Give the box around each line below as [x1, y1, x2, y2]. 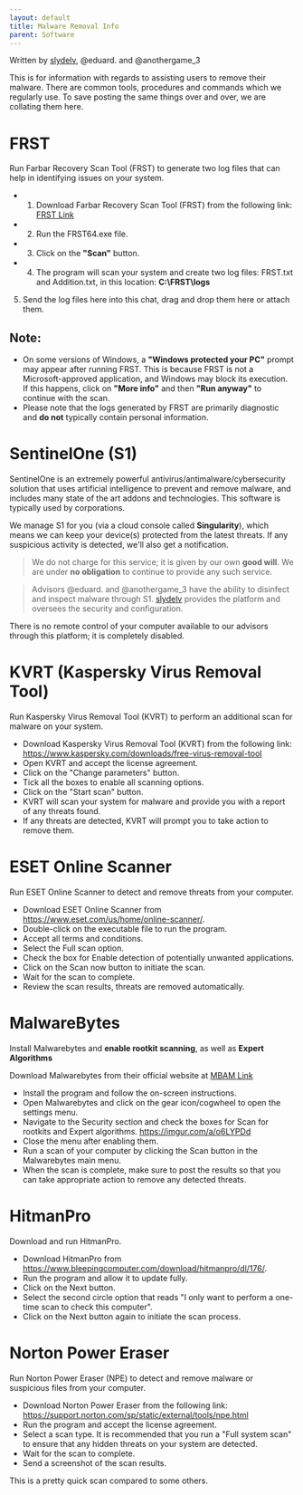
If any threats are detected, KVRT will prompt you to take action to [22, 816, 269, 826]
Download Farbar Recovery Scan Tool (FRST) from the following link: [35, 200, 292, 211]
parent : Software [9, 30, 75, 39]
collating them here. [9, 101, 84, 112]
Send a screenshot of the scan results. [22, 1457, 167, 1468]
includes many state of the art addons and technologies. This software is [9, 493, 281, 503]
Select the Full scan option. [22, 943, 124, 954]
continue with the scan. [22, 393, 110, 404]
